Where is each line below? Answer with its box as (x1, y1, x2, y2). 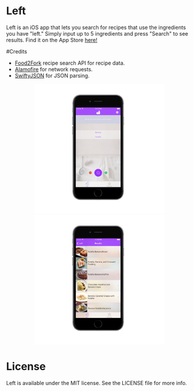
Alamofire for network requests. (14, 65, 93, 72)
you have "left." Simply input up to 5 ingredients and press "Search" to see (6, 30, 189, 37)
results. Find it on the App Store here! (6, 36, 98, 43)
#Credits (6, 47, 28, 55)
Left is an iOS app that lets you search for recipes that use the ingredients (6, 24, 186, 31)
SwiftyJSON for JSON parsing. (14, 72, 90, 79)
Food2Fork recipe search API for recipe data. (14, 59, 125, 66)
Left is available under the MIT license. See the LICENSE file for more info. (6, 379, 187, 386)
